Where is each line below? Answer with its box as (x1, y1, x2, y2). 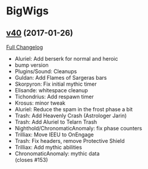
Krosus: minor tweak (14, 99, 66, 107)
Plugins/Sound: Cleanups (14, 68, 77, 75)
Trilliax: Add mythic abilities (14, 144, 82, 151)
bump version (14, 61, 49, 68)
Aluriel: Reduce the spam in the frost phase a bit (14, 106, 133, 112)
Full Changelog (6, 43, 43, 51)
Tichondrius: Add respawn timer (14, 93, 94, 100)
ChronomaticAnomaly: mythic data (14, 150, 100, 157)
